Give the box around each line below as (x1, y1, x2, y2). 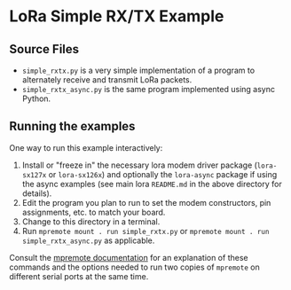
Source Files (9, 42, 80, 57)
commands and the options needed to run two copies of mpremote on (9, 262, 260, 272)
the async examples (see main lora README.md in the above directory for (21, 178, 282, 189)
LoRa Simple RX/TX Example (9, 6, 224, 27)
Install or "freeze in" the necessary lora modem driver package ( (21, 160, 257, 170)
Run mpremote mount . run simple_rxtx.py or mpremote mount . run (21, 225, 270, 236)
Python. (21, 93, 51, 104)
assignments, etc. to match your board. (21, 207, 166, 217)
